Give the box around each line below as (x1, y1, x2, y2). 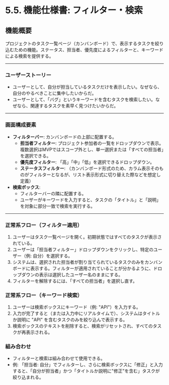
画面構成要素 (5, 121, 37, 128)
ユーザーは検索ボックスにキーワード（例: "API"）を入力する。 (12, 304, 141, 310)
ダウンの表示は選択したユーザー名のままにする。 (21, 271, 123, 277)
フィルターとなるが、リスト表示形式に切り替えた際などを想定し (29, 172, 161, 178)
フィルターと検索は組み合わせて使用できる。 (12, 355, 106, 361)
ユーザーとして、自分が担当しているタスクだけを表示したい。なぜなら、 (12, 84, 162, 90)
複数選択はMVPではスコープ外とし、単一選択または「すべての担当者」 (20, 146, 164, 152)
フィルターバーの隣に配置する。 (20, 190, 87, 196)
